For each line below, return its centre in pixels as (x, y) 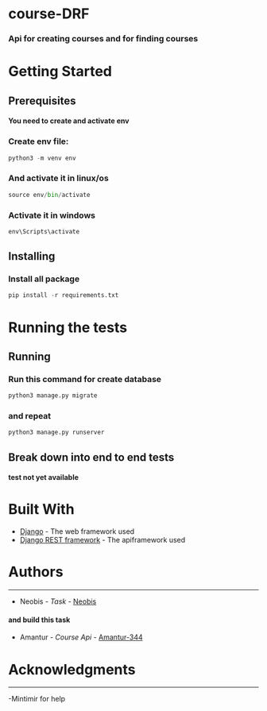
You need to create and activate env (69, 121)
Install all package (44, 279)
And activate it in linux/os (58, 178)
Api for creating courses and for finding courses (103, 39)
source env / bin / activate (49, 195)
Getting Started (60, 71)
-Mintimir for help (37, 699)
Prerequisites (42, 100)
